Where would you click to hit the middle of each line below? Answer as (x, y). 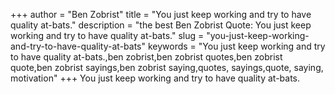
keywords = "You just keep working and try (236, 46)
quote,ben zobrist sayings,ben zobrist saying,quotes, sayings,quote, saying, (167, 67)
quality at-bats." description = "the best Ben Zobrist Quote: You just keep (161, 25)
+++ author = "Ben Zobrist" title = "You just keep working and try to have (161, 14)
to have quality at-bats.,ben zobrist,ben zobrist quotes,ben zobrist (146, 57)
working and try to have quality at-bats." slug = (107, 35)
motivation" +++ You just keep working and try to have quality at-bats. (155, 78)
